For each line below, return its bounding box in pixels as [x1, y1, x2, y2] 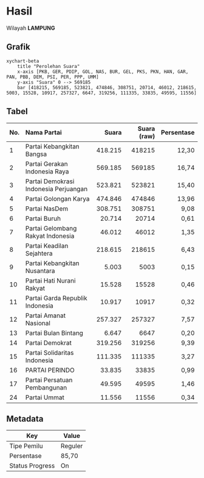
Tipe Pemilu [9, 442, 44, 450]
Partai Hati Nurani [25, 276, 76, 284]
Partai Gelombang [25, 224, 77, 232]
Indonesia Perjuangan [25, 184, 88, 193]
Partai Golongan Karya [25, 194, 90, 203]
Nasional [25, 318, 50, 327]
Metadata [6, 414, 44, 424]
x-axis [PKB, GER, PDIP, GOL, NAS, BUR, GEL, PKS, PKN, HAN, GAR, [17, 69, 189, 75]
